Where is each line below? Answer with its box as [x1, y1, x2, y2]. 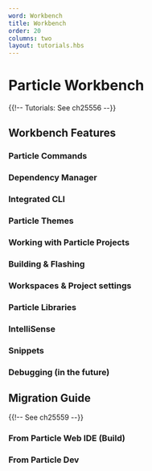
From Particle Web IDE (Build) [8, 432, 126, 444]
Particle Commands [8, 151, 88, 162]
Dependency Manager [8, 172, 98, 184]
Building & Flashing [8, 258, 85, 270]
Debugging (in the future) [8, 366, 110, 378]
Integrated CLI [8, 194, 66, 205]
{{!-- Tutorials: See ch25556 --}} [8, 103, 117, 113]
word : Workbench [8, 11, 63, 20]
